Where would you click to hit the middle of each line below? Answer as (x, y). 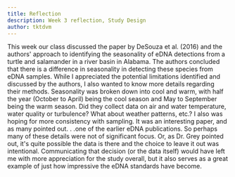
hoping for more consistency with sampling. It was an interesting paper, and (117, 122)
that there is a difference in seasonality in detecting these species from (110, 69)
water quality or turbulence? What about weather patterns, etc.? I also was (115, 114)
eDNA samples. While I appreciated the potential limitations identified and (114, 77)
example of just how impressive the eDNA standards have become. (104, 166)
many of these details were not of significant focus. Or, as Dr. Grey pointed (115, 136)
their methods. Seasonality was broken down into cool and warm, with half (115, 91)
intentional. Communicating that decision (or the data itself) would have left (116, 151)
